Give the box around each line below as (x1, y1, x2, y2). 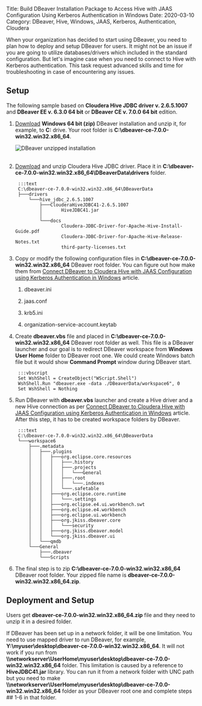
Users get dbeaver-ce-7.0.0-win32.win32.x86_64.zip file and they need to (6, 611, 195, 618)
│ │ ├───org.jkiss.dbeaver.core (28, 517, 121, 523)
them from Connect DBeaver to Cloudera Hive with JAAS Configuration (14, 267, 192, 274)
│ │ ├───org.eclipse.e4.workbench (28, 507, 127, 513)
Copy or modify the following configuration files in (14, 254, 140, 262)
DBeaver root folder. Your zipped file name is (14, 571, 127, 578)
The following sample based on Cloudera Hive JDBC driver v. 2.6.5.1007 (6, 102, 188, 109)
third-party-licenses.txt (61, 244, 127, 250)
